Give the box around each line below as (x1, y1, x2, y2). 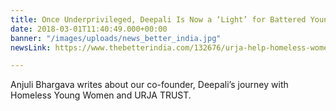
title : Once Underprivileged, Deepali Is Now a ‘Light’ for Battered (10, 14, 307, 25)
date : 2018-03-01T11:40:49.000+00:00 (10, 24, 168, 34)
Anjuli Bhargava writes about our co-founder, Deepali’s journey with (10, 79, 289, 91)
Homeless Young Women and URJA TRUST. (10, 89, 192, 101)
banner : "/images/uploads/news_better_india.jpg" (10, 33, 222, 43)
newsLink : (10, 42, 52, 53)
